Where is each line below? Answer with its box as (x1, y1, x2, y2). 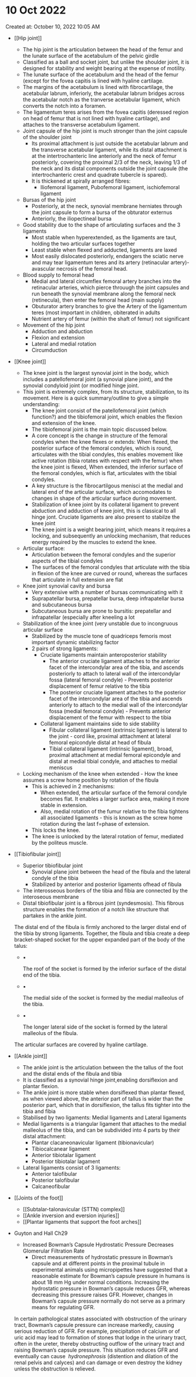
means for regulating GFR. (31, 1303, 95, 1310)
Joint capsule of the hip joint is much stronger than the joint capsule (22, 127, 188, 134)
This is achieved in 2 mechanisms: (31, 782, 115, 790)
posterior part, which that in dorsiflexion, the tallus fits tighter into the (22, 1101, 191, 1108)
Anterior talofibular (31, 1170, 77, 1177)
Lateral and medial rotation (31, 340, 97, 347)
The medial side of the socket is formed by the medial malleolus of (22, 994, 184, 1001)
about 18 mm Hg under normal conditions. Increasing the (31, 1279, 170, 1286)
